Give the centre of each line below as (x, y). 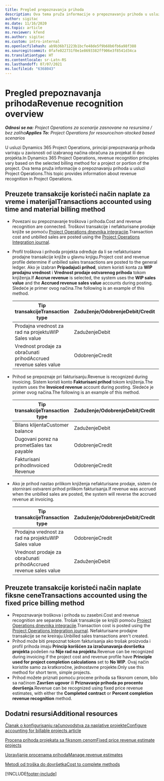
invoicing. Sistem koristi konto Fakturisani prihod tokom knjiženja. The (82, 382)
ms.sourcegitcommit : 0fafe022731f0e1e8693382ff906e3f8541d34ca (71, 50)
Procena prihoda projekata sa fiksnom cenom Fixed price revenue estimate (80, 740)
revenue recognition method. (42, 698)
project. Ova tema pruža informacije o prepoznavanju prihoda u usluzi (75, 168)
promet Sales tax (33, 445)
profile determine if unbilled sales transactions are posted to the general (85, 262)
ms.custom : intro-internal (32, 42)
